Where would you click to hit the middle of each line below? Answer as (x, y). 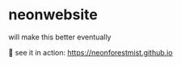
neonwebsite (53, 15)
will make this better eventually (60, 37)
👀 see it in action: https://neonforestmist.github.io (90, 52)
